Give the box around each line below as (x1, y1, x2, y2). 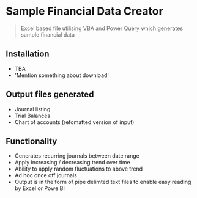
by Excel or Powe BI (14, 185, 65, 192)
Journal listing (14, 105, 51, 112)
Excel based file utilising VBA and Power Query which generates (20, 24, 184, 32)
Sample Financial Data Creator (6, 4, 163, 18)
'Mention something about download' (14, 71, 110, 79)
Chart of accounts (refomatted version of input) (14, 118, 135, 126)
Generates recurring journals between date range (14, 152, 140, 159)
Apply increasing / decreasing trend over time (14, 159, 130, 166)
